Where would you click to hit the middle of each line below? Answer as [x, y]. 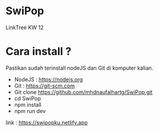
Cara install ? [39, 51]
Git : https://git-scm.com [45, 86]
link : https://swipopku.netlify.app [47, 122]
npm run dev [30, 111]
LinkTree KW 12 [25, 27]
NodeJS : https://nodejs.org [48, 79]
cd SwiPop [27, 98]
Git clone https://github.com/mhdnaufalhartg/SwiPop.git [83, 92]
